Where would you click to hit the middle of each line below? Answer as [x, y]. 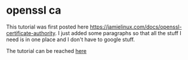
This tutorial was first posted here [48, 27]
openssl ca [34, 10]
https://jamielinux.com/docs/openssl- [136, 27]
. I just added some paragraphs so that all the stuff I [118, 33]
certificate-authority [31, 33]
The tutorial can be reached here [46, 50]
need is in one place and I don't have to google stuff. [70, 39]
